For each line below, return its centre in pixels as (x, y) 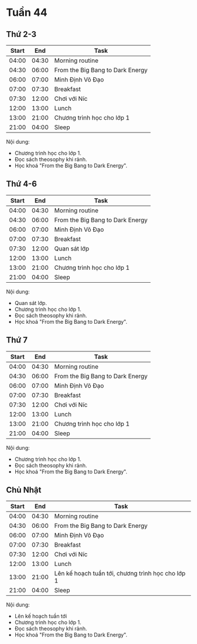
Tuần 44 (27, 13)
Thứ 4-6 (21, 184)
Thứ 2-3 (21, 34)
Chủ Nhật (24, 490)
